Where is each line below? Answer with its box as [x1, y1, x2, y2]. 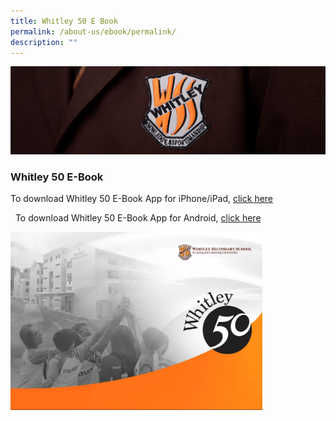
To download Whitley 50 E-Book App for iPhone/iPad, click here [10, 193, 274, 205]
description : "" [10, 37, 78, 47]
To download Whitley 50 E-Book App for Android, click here [14, 212, 262, 224]
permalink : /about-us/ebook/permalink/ [10, 26, 177, 37]
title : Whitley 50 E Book [10, 16, 118, 26]
